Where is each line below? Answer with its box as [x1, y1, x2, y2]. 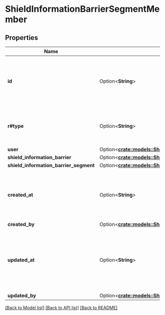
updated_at [7, 257, 35, 263]
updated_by [7, 292, 36, 299]
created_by [7, 221, 35, 228]
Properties [5, 33, 38, 42]
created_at [7, 192, 33, 198]
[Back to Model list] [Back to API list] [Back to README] [5, 305, 118, 311]
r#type [7, 123, 24, 129]
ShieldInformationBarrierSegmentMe [5, 3, 160, 15]
